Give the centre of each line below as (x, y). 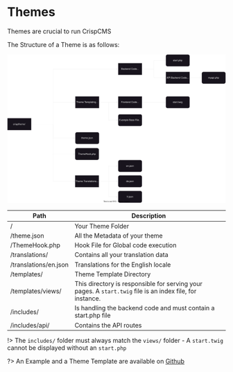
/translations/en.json (40, 265)
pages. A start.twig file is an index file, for (136, 291)
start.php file (93, 315)
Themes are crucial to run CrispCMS (59, 31)
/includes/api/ (30, 325)
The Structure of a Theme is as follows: (63, 44)
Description (149, 216)
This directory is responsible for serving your (139, 284)
